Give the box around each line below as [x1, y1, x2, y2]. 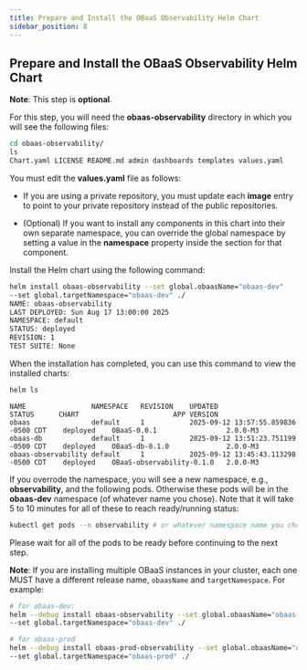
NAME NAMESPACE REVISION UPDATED [9, 402, 219, 411]
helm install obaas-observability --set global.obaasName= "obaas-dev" [9, 282, 284, 291]
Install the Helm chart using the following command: [9, 264, 206, 275]
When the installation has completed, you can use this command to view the [9, 358, 297, 369]
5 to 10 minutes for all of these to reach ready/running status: [9, 503, 239, 514]
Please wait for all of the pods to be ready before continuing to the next [9, 537, 279, 548]
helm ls [9, 385, 39, 394]
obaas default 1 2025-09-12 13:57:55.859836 [9, 417, 297, 427]
